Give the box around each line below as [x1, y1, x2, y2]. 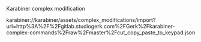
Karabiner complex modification [6, 5, 85, 12]
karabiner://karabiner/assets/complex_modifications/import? [6, 17, 156, 23]
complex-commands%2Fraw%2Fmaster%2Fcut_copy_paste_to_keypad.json [6, 29, 196, 36]
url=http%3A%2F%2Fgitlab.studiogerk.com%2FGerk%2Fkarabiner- [6, 23, 175, 30]
